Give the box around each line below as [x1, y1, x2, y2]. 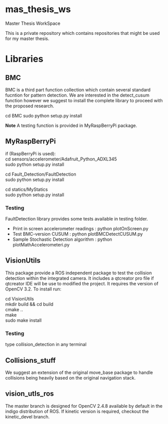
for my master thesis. [5, 35, 50, 41]
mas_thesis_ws [5, 4, 71, 15]
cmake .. [5, 306, 23, 312]
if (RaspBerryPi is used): [5, 150, 56, 156]
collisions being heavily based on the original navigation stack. [5, 374, 136, 380]
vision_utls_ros [5, 390, 54, 398]
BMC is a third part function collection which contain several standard [5, 87, 151, 93]
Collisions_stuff [5, 356, 56, 365]
